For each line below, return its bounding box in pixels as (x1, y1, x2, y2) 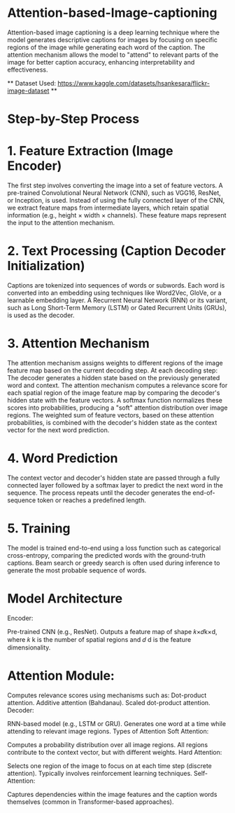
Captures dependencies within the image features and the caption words (7, 790, 218, 798)
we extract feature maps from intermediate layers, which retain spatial (7, 203, 209, 212)
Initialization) (7, 258, 85, 274)
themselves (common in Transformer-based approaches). (7, 798, 174, 806)
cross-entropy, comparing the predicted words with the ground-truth (7, 551, 206, 559)
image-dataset (7, 86, 50, 95)
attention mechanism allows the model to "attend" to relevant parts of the (7, 51, 219, 59)
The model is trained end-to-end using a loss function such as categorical (7, 544, 221, 552)
